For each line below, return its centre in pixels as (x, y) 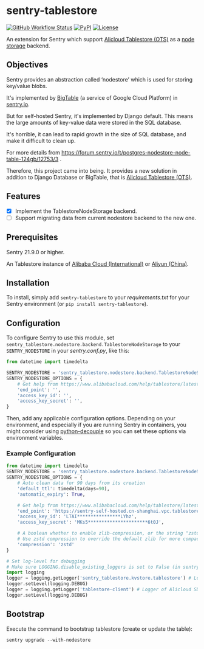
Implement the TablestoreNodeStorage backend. (76, 211)
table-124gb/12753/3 (32, 159)
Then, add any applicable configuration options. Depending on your (91, 418)
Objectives (27, 65)
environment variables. (35, 438)
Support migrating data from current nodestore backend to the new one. (105, 218)
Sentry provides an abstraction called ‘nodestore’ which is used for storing (100, 79)
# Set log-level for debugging (46, 561)
